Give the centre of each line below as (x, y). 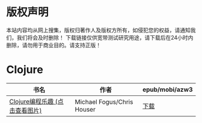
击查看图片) (26, 110)
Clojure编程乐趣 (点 (37, 101)
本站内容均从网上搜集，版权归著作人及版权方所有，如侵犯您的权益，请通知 (98, 30)
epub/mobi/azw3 (167, 89)
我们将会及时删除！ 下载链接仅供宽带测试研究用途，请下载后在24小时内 (105, 37)
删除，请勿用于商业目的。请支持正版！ (54, 45)
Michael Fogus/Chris (104, 101)
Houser (85, 109)
